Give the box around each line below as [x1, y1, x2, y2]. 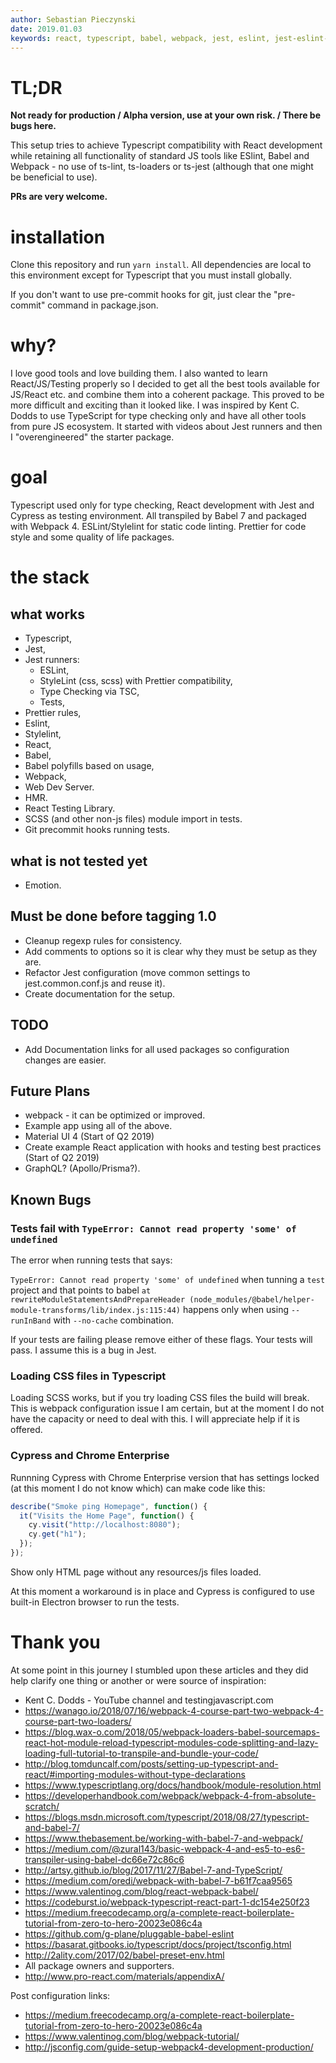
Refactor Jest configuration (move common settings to [24, 966, 251, 978]
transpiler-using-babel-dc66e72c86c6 [24, 1853, 185, 1865]
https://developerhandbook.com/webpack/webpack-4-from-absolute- [24, 1789, 317, 1801]
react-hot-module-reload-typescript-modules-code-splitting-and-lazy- [24, 1736, 319, 1748]
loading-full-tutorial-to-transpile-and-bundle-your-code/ [24, 1747, 259, 1759]
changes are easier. [24, 1054, 107, 1066]
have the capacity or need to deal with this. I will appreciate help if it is [10, 1413, 300, 1425]
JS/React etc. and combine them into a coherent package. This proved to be [10, 389, 325, 401]
